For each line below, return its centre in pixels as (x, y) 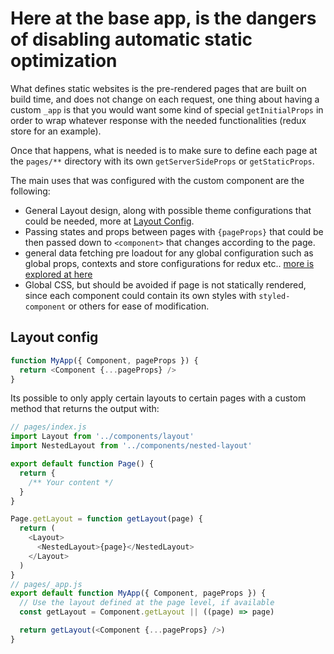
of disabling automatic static (131, 39)
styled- (274, 296)
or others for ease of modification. (139, 306)
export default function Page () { (82, 464)
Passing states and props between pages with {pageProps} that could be (174, 231)
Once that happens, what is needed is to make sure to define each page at (164, 150)
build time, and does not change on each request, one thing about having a (165, 99)
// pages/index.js (48, 427)
